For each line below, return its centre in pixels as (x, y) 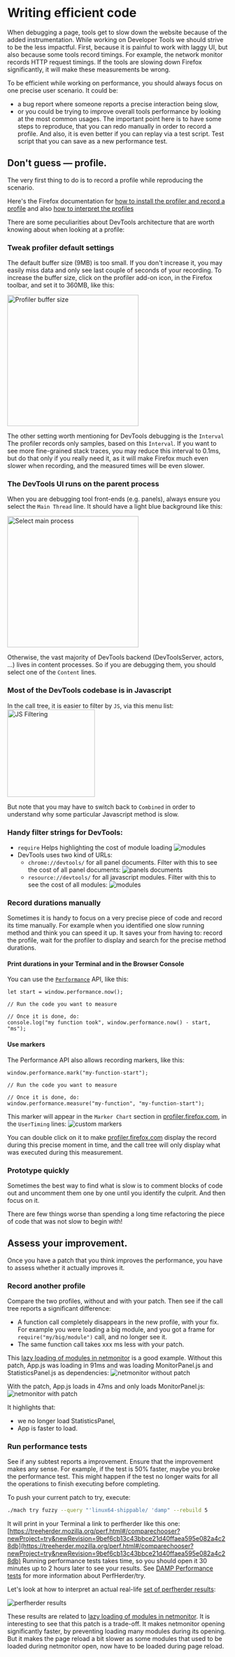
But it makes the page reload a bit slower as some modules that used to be (115, 1639)
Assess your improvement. (67, 1243)
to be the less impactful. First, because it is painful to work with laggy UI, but (117, 47)
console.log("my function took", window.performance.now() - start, (109, 1023)
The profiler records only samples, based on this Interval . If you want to (112, 444)
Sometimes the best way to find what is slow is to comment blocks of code (115, 1185)
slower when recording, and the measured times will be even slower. (106, 466)
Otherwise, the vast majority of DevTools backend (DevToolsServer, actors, (115, 657)
